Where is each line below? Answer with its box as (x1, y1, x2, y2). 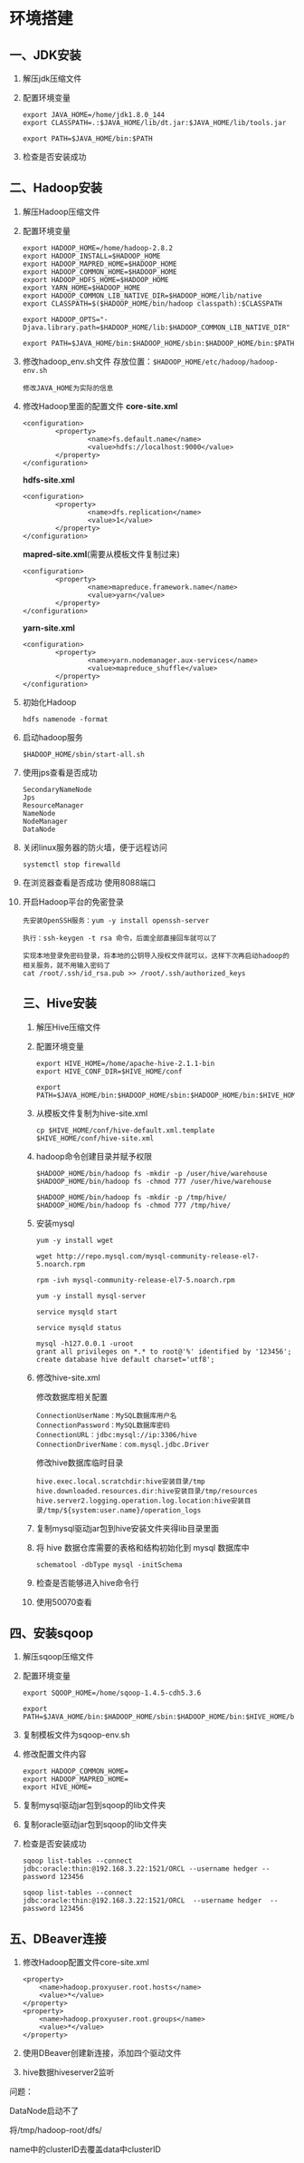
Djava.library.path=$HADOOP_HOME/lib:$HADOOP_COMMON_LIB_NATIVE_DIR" (22, 323, 291, 332)
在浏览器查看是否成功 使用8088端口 (22, 876, 157, 887)
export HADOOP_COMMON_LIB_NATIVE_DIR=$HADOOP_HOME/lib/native (22, 291, 262, 300)
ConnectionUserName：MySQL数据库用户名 (35, 1411, 177, 1420)
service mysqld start (35, 1307, 118, 1316)
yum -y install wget (35, 1236, 114, 1245)
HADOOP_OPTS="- (51, 315, 109, 324)
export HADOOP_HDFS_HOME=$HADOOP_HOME (22, 275, 169, 284)
